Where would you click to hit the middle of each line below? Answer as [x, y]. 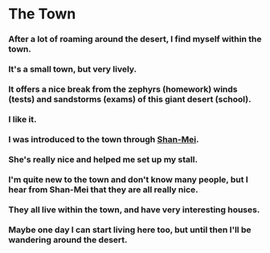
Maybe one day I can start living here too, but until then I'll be [130, 230]
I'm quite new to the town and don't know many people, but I [129, 180]
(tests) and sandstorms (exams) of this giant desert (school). [130, 100]
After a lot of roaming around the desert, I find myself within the [135, 39]
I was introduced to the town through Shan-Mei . [104, 140]
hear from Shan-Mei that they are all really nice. [103, 190]
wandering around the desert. [68, 240]
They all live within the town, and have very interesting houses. [134, 210]
